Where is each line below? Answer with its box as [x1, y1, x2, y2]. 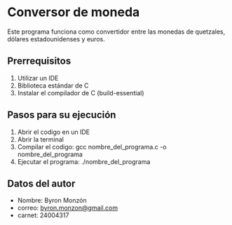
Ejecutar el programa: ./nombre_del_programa [17, 157, 151, 165]
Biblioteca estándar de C [17, 81, 89, 90]
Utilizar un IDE [17, 74, 59, 82]
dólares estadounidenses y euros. [7, 34, 105, 43]
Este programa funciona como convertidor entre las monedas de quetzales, [7, 27, 226, 36]
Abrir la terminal [17, 135, 64, 144]
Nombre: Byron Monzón [17, 196, 87, 205]
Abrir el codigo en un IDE [17, 128, 90, 136]
